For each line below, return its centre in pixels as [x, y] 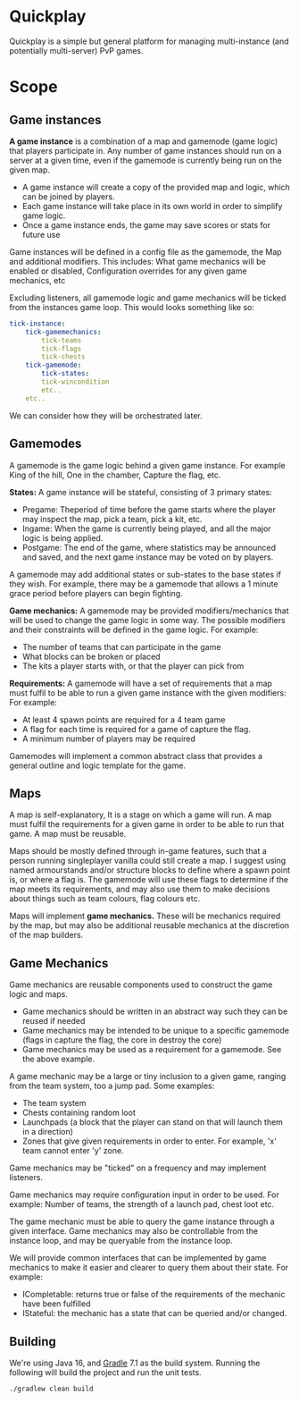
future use [41, 234]
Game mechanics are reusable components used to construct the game [141, 984]
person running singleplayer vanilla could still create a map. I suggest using [148, 861]
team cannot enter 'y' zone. [73, 1151]
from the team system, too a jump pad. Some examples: [112, 1086]
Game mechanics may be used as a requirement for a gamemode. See [152, 1050]
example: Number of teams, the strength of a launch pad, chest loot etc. [142, 1204]
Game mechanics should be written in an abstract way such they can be [155, 1011]
